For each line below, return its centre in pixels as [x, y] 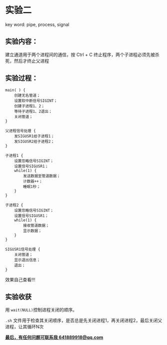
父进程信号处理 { [20, 131]
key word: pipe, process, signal [37, 24]
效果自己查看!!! [20, 279]
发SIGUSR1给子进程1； [34, 136]
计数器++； [33, 181]
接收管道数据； [36, 225]
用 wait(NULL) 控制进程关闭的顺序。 [41, 310]
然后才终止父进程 [31, 61]
